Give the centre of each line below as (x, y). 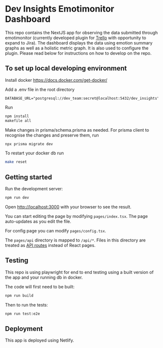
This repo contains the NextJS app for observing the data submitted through (81, 32)
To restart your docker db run (34, 153)
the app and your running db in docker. (44, 277)
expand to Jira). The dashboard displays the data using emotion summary (79, 43)
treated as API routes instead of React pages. (50, 245)
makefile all (18, 121)
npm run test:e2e (23, 314)
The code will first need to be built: (40, 287)
